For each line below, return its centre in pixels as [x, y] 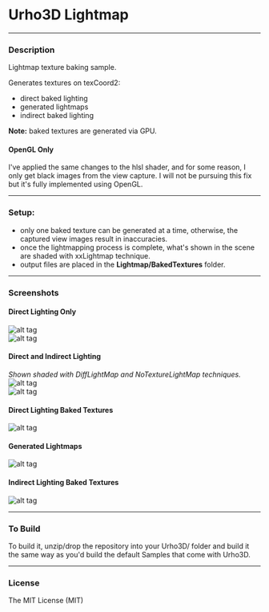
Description [32, 50]
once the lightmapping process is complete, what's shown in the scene [137, 247]
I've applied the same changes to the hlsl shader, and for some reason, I [127, 167]
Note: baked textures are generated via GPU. [83, 131]
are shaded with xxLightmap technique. [85, 255]
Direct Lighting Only [42, 312]
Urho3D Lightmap [69, 15]
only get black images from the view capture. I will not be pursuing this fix [130, 176]
